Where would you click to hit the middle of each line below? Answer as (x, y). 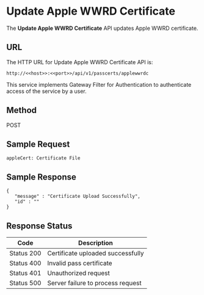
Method (22, 110)
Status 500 (25, 283)
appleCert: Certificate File (43, 158)
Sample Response (41, 177)
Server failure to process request (94, 283)
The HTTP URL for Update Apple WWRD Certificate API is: (80, 62)
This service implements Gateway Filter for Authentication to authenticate (99, 84)
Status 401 (25, 273)
